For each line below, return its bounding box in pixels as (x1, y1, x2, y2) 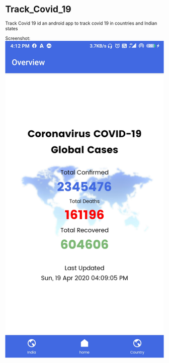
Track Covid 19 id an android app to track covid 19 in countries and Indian (5, 20, 157, 26)
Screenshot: (5, 35, 31, 41)
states (5, 25, 18, 31)
